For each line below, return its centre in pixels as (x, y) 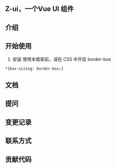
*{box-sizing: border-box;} (34, 68)
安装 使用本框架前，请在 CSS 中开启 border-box (61, 59)
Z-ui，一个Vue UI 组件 (39, 9)
